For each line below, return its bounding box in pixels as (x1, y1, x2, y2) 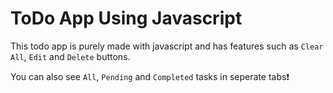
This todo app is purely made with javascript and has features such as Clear (10, 40, 324, 52)
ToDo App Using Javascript (10, 7, 243, 30)
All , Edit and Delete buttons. (10, 50, 131, 62)
